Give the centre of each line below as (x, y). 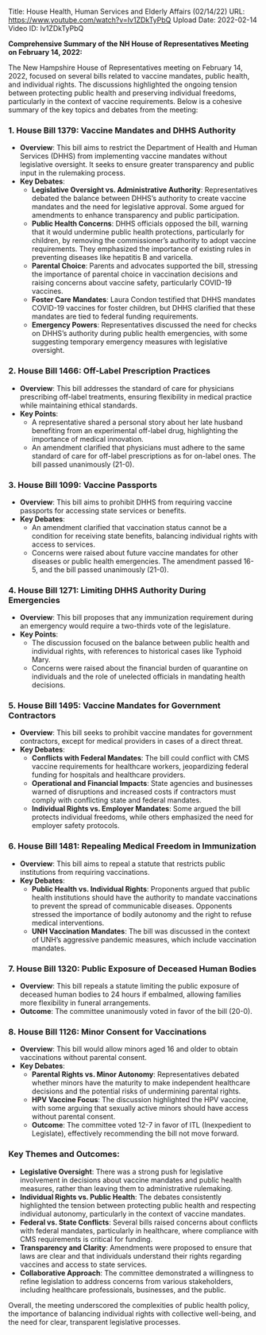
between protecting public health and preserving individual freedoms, (122, 93)
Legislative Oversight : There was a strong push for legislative (121, 1171)
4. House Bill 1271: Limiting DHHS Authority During (107, 590)
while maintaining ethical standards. (78, 405)
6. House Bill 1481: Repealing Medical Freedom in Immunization (132, 846)
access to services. (63, 544)
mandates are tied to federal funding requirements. (115, 316)
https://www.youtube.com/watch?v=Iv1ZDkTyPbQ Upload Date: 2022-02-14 (133, 20)
